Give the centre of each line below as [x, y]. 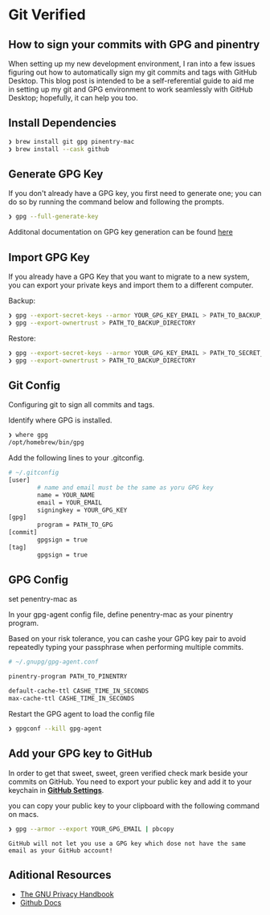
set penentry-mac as [43, 599]
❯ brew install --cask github [59, 149]
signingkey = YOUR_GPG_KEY [82, 510]
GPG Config [39, 580]
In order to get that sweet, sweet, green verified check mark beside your [128, 773]
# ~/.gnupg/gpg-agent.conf [53, 662]
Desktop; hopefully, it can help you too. [73, 98]
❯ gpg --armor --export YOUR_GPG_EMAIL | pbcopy [91, 829]
